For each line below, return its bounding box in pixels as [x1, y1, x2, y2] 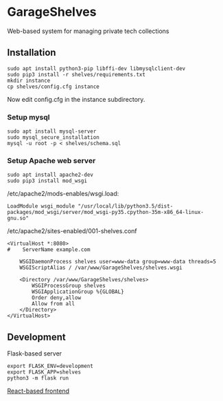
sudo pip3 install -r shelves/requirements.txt [7, 71, 146, 78]
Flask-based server [7, 349, 62, 358]
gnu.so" [7, 215, 30, 222]
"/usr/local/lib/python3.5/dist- [78, 203, 174, 210]
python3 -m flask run [7, 375, 69, 382]
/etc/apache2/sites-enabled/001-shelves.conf [7, 227, 137, 235]
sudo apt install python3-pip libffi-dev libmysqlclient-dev [7, 65, 186, 72]
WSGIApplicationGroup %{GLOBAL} [32, 288, 125, 296]
